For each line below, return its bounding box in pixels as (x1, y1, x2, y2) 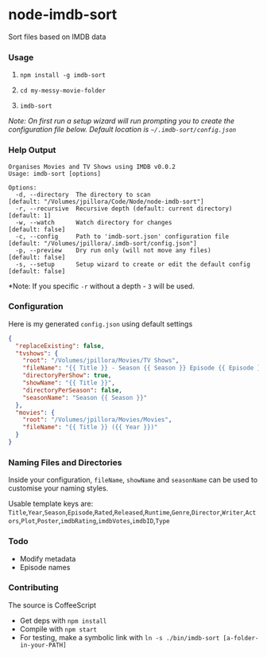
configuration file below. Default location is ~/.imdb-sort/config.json (8, 125, 237, 135)
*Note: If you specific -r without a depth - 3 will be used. (8, 281, 195, 291)
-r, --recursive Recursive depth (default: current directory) (15, 205, 233, 213)
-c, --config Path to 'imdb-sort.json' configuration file (15, 233, 229, 241)
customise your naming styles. (8, 483, 109, 493)
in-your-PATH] (19, 641, 67, 649)
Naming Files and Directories (8, 456, 122, 467)
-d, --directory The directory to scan (15, 190, 151, 198)
